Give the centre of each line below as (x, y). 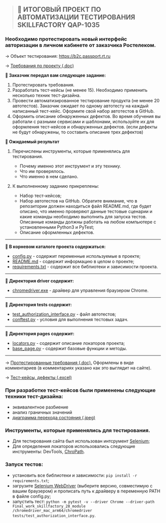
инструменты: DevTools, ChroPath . (48, 452)
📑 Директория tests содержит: (39, 304)
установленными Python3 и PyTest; (57, 227)
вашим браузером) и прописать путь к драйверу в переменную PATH (86, 491)
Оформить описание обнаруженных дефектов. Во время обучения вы (86, 116)
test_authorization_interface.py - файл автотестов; (64, 314)
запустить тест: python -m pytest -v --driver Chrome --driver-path (83, 501)
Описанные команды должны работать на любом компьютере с (88, 222)
